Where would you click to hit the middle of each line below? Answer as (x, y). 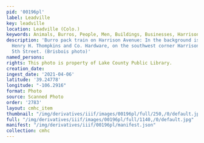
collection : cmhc (28, 131)
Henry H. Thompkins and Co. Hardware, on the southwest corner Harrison (106, 46)
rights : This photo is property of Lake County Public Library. (89, 63)
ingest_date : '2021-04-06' (40, 74)
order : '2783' (24, 102)
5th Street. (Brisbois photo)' (51, 52)
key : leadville (25, 23)
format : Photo (24, 91)
